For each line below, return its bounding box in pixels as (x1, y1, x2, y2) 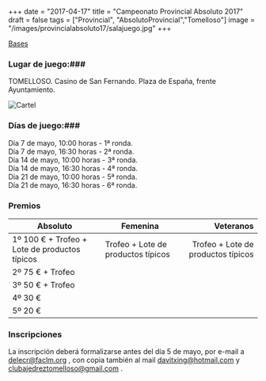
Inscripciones (8, 329, 63, 340)
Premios (8, 200, 41, 211)
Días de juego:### (8, 120, 81, 131)
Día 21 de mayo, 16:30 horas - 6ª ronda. (8, 180, 138, 189)
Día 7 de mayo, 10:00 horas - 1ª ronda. (8, 138, 133, 147)
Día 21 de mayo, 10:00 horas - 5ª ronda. (8, 172, 138, 181)
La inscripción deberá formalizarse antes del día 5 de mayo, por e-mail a (8, 347, 245, 356)
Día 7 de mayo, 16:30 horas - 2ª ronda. (8, 147, 135, 156)
